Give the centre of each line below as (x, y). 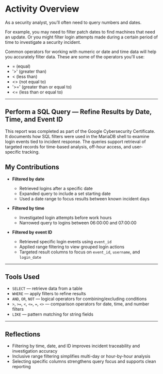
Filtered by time (28, 208)
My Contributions (32, 167)
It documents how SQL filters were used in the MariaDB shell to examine (77, 136)
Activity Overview (42, 9)
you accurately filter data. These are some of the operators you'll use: (75, 56)
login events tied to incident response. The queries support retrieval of (75, 142)
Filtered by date (28, 179)
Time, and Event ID (34, 119)
